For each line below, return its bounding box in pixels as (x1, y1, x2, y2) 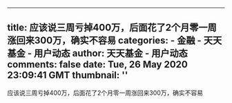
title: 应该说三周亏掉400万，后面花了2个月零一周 (7, 22, 217, 34)
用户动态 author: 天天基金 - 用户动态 (33, 47, 188, 59)
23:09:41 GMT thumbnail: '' (7, 69, 128, 81)
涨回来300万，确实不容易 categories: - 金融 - (7, 35, 202, 47)
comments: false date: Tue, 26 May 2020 (7, 59, 188, 71)
